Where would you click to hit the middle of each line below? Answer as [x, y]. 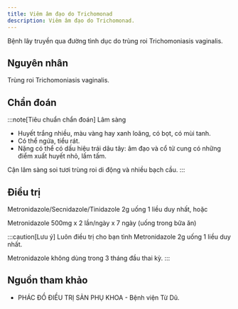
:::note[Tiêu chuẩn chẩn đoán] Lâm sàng [67, 120]
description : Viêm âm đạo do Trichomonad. [71, 21]
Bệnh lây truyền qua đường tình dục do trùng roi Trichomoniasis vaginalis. [115, 40]
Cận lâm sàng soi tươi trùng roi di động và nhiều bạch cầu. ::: [96, 170]
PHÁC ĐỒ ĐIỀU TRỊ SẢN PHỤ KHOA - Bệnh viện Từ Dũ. [98, 297]
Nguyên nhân [38, 63]
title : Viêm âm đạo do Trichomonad [60, 14]
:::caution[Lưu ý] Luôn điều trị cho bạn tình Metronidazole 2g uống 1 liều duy [119, 237]
